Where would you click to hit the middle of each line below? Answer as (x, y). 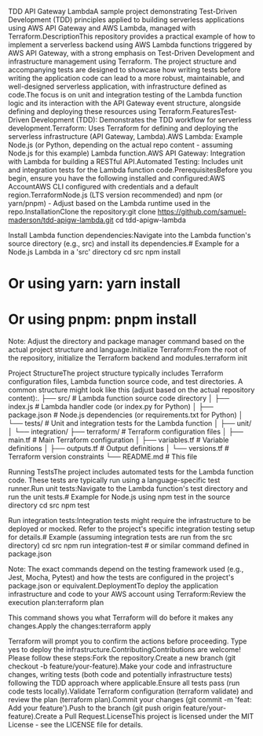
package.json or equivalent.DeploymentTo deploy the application (113, 586)
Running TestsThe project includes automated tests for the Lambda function (131, 472)
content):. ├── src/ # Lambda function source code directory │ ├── (119, 398)
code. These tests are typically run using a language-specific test (114, 480)
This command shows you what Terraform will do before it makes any (121, 618)
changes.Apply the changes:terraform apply (80, 626)
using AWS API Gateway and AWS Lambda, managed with (102, 28)
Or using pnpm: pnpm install (102, 319)
